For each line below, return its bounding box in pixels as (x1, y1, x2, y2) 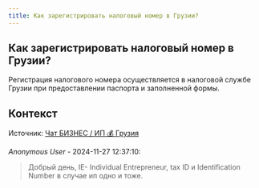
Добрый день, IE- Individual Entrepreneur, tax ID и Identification (27, 162, 241, 172)
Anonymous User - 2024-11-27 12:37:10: (8, 147, 141, 157)
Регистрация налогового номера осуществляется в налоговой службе (8, 75, 251, 85)
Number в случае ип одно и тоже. (27, 171, 144, 181)
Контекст (8, 106, 58, 120)
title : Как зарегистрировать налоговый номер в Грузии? (8, 11, 199, 20)
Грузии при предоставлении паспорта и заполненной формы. (8, 83, 221, 93)
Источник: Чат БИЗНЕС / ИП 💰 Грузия (8, 129, 139, 138)
